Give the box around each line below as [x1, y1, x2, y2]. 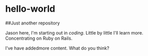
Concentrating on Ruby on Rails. [5, 35, 72, 41]
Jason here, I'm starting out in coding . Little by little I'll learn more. [5, 30, 143, 36]
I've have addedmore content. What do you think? [5, 45, 109, 51]
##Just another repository [5, 20, 60, 26]
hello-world [5, 3, 56, 15]
